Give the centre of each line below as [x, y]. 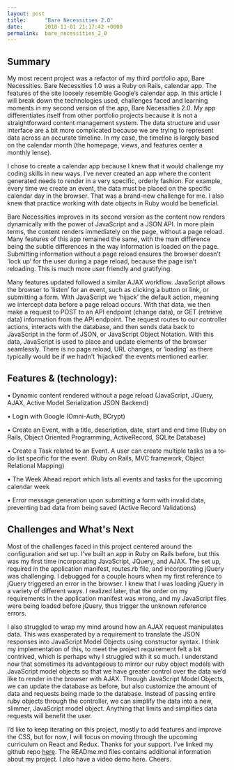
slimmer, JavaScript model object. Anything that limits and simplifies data [112, 708]
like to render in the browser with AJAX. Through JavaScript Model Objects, [116, 678]
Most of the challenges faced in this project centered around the [100, 546]
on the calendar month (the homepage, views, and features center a [105, 145]
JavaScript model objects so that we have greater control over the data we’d [117, 671]
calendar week [29, 486]
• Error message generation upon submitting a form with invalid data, [107, 500]
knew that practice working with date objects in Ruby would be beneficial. [113, 203]
